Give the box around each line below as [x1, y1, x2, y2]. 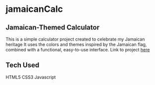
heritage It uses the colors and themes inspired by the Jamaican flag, [5, 42, 147, 47]
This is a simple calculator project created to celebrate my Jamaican [5, 36, 145, 42]
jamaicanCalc [5, 3, 63, 15]
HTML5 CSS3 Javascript [5, 74, 56, 80]
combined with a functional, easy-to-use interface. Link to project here [5, 47, 150, 52]
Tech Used [5, 61, 40, 70]
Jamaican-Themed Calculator [5, 23, 100, 32]
